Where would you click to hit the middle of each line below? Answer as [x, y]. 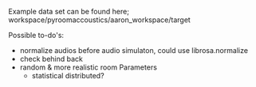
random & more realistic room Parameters [89, 67]
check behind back [51, 59]
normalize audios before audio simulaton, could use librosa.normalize [134, 50]
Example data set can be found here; [69, 11]
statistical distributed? [68, 76]
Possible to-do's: [36, 35]
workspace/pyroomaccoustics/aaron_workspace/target [100, 20]
